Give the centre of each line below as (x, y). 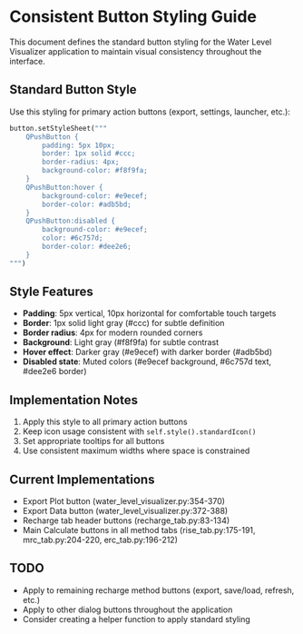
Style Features (51, 292)
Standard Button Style (73, 89)
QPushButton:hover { (64, 187)
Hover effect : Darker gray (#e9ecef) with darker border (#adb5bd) (147, 352)
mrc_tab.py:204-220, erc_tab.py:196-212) (100, 540)
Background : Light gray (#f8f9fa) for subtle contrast (121, 342)
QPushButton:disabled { (71, 221)
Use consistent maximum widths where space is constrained (136, 451)
